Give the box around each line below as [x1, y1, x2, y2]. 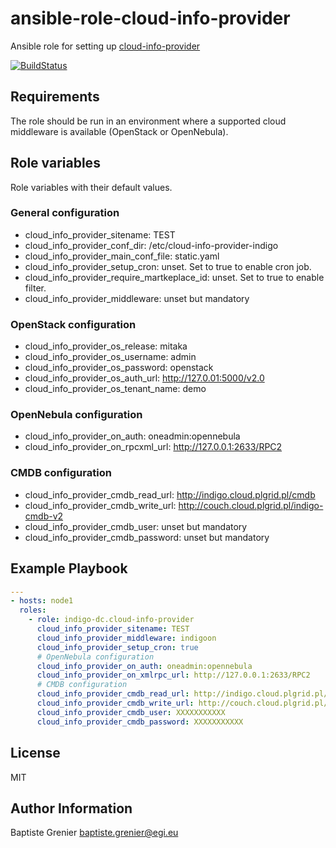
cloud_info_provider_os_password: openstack [24, 362, 214, 374]
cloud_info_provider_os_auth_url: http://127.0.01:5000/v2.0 [24, 372, 265, 384]
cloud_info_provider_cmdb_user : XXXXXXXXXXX [36, 707, 226, 717]
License [10, 745, 61, 762]
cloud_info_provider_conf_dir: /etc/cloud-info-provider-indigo [24, 239, 279, 251]
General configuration [10, 206, 120, 220]
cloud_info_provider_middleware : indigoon [36, 633, 217, 643]
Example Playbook [10, 560, 128, 577]
